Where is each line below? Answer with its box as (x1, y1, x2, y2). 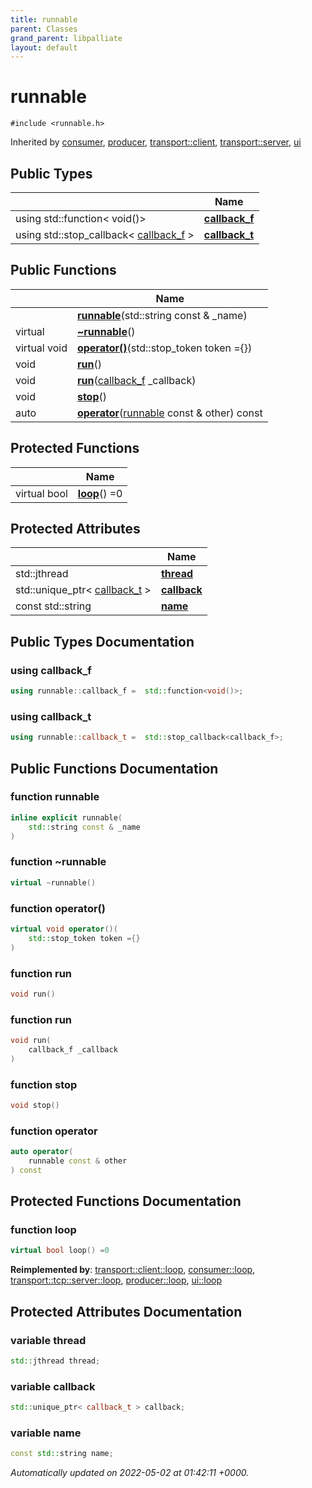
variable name (10, 1426, 82, 1440)
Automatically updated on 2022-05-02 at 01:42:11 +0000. (10, 1467, 250, 1479)
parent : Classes (10, 24, 78, 34)
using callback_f (10, 663, 92, 677)
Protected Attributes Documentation (10, 1303, 243, 1320)
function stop (10, 1077, 78, 1091)
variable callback (10, 1379, 96, 1393)
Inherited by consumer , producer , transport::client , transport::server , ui (10, 136, 302, 148)
